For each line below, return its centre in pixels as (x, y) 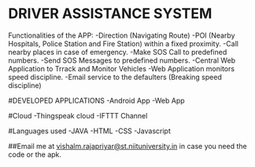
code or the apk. (35, 154)
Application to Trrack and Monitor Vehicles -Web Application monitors (121, 68)
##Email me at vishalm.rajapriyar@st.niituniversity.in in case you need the (128, 146)
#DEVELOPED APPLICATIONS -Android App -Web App (96, 100)
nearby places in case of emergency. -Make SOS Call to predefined (118, 52)
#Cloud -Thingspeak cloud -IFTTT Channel (78, 115)
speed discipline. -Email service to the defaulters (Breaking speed (115, 77)
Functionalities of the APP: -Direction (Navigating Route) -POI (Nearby (122, 35)
